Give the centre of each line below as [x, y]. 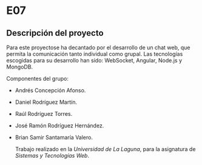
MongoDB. [20, 67]
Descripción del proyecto [55, 33]
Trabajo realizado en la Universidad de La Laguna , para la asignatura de [105, 149]
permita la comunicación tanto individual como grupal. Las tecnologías [95, 54]
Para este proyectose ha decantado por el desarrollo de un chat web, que [98, 47]
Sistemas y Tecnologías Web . [52, 156]
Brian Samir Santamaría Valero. [54, 137]
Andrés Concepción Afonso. [50, 90]
